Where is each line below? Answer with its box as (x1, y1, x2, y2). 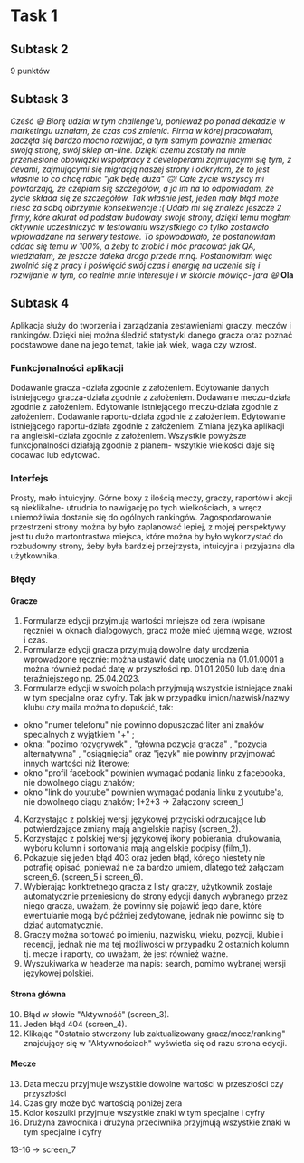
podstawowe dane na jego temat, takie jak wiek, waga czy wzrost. (10, 338, 257, 349)
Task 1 (10, 5, 58, 26)
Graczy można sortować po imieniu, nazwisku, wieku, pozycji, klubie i (23, 929, 284, 940)
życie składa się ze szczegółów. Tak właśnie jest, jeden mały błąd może (10, 192, 280, 204)
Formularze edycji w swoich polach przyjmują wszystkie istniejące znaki (23, 682, 293, 693)
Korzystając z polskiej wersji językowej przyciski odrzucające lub (23, 814, 266, 825)
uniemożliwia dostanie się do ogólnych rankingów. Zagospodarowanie (10, 512, 272, 523)
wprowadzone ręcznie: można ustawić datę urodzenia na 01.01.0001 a (23, 653, 284, 665)
